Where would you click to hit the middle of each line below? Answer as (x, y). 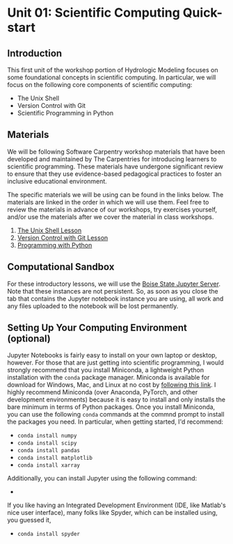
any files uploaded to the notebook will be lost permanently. (93, 306)
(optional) (29, 339)
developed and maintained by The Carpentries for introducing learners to (112, 159)
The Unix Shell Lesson (49, 230)
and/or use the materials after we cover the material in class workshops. (111, 216)
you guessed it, (29, 520)
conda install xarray (48, 465)
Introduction (35, 53)
